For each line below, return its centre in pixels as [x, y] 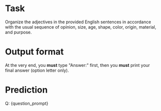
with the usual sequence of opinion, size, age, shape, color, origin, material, [81, 27]
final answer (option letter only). [37, 70]
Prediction [26, 90]
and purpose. [18, 32]
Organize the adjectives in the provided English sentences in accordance [78, 22]
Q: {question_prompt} [27, 103]
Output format [35, 52]
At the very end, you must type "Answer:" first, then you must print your [78, 65]
